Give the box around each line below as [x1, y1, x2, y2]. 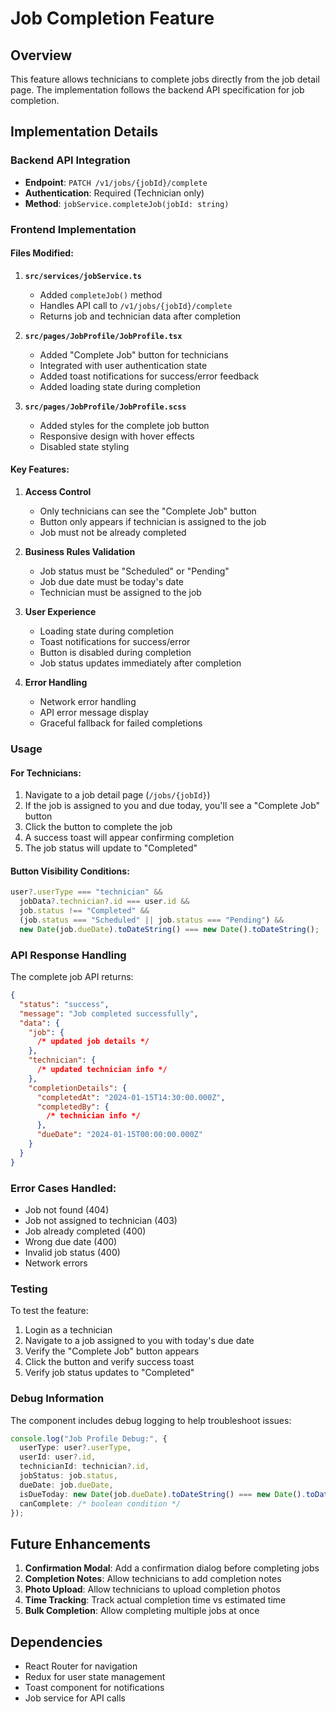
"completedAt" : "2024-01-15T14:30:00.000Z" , [36, 1092, 226, 1102]
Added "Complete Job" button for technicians [39, 348, 229, 361]
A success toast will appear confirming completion [24, 832, 235, 844]
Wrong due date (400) [24, 1235, 118, 1247]
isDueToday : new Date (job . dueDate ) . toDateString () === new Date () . [19, 1489, 307, 1499]
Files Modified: [10, 247, 74, 259]
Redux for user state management [24, 1671, 166, 1683]
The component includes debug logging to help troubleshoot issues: [10, 1414, 292, 1426]
